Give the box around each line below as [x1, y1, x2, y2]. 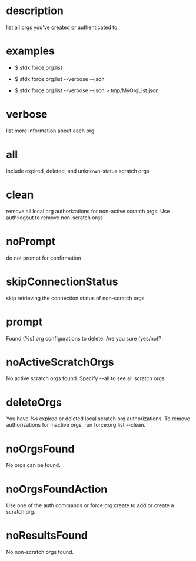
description [6, 4, 64, 18]
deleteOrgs [6, 395, 62, 409]
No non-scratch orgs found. [6, 549, 74, 556]
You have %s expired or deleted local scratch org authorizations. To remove [6, 415, 190, 422]
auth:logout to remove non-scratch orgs [6, 214, 103, 221]
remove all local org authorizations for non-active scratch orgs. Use [6, 207, 170, 215]
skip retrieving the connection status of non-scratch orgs [6, 294, 145, 301]
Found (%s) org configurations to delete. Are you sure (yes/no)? [6, 335, 162, 342]
